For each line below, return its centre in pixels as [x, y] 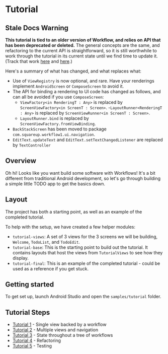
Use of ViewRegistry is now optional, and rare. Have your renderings [83, 81]
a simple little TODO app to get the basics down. [55, 184]
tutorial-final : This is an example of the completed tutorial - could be [86, 263]
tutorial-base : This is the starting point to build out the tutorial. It [80, 247]
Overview [21, 161]
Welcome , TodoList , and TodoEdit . [46, 242]
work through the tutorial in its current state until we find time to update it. [82, 56]
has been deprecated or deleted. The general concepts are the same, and [82, 45]
